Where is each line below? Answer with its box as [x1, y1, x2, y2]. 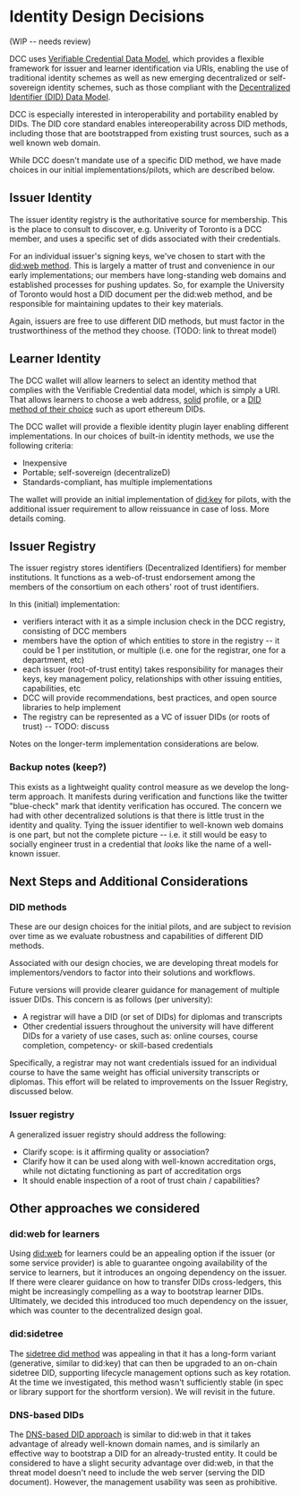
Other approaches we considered [9, 1201, 201, 1216]
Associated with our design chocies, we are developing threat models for [9, 958, 279, 969]
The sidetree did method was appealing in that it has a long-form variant [9, 1348, 276, 1359]
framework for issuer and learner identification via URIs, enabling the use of [9, 63, 289, 74]
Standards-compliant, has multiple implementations [21, 476, 213, 487]
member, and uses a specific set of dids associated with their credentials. [9, 233, 281, 244]
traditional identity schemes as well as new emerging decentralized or [9, 72, 268, 83]
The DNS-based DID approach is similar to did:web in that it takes [9, 1429, 252, 1439]
